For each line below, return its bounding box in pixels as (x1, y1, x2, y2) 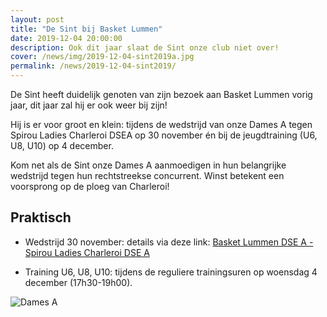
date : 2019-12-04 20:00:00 (10, 33, 123, 43)
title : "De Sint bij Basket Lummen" (10, 24, 163, 34)
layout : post (10, 14, 65, 25)
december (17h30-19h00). (24, 276, 133, 288)
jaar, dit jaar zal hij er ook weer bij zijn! (10, 99, 168, 111)
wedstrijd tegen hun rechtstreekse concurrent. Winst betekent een (10, 170, 285, 181)
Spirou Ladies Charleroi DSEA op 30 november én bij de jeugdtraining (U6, (10, 129, 318, 141)
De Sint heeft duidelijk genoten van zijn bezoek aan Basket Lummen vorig (10, 89, 313, 100)
